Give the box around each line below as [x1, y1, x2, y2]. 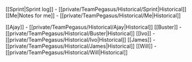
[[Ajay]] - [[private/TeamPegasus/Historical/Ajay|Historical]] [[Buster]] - [5, 24, 182, 30]
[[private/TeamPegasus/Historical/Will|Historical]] [5, 49, 128, 56]
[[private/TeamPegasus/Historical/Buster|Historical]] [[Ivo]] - [5, 30, 156, 37]
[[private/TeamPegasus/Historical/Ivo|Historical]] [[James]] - [5, 36, 156, 43]
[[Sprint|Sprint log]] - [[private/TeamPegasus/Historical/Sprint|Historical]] [5, 6, 187, 13]
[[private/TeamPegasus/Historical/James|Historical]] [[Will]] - [5, 42, 157, 49]
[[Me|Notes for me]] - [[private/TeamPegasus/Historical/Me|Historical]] [5, 12, 181, 19]
